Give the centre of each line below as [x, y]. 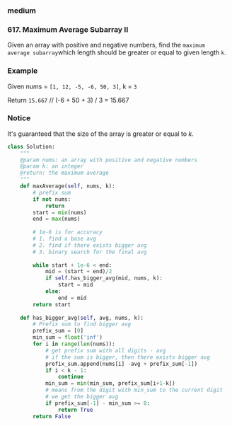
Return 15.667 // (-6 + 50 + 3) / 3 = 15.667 [68, 100]
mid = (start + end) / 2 [79, 272]
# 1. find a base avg [65, 239]
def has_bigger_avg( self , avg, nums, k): [82, 318]
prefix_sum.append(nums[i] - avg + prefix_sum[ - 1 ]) [121, 364]
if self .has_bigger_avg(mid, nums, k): [104, 278]
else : [53, 292]
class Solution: [31, 146]
